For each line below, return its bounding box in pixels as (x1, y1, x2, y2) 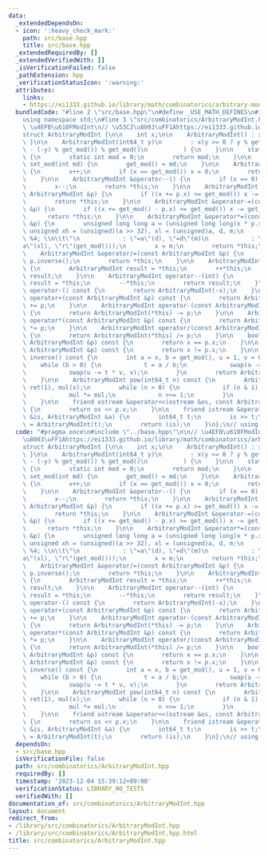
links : (22, 94, 45, 102)
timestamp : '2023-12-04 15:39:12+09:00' (15, 777, 152, 785)
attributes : (15, 86, 56, 94)
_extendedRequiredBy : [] (15, 49, 98, 57)
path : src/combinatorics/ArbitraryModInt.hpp (15, 763, 170, 771)
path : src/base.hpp (22, 34, 88, 42)
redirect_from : (8, 815, 59, 823)
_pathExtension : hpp (15, 71, 84, 79)
